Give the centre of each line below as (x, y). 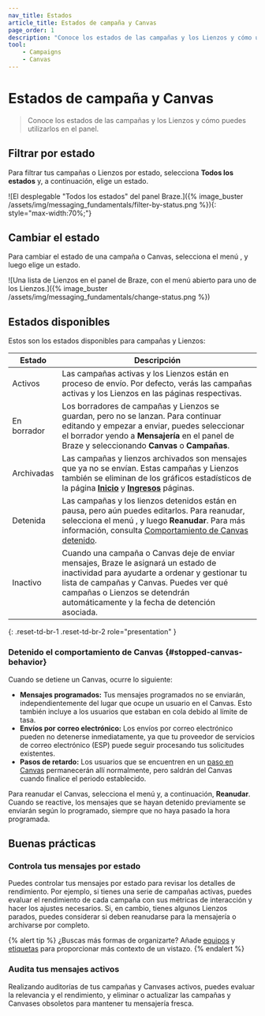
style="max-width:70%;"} (50, 213)
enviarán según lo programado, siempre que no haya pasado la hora (119, 810)
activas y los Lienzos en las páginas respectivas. (152, 394)
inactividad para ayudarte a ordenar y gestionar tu (155, 573)
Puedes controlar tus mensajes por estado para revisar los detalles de (122, 883)
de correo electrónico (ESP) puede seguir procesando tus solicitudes (132, 745)
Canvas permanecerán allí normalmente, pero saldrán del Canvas (126, 770)
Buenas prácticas (52, 844)
